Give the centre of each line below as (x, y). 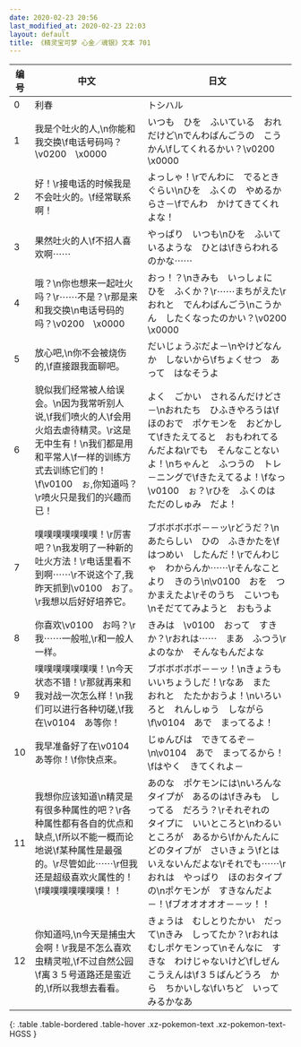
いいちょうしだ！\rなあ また (209, 682)
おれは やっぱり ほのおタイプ (215, 878)
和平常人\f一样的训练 (78, 457)
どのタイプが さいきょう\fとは (214, 851)
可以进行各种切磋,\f (84, 709)
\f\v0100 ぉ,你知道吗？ (86, 484)
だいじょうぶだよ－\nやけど (206, 346)
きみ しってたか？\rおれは (222, 935)
